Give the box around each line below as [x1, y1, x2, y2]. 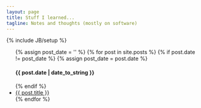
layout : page [6, 8, 40, 15]
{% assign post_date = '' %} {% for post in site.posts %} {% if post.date [15, 49, 196, 56]
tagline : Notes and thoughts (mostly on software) [6, 20, 138, 26]
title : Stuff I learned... [6, 15, 75, 21]
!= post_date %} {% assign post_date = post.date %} [15, 55, 148, 62]
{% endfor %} [15, 95, 51, 103]
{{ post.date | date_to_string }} [15, 69, 95, 76]
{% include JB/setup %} [6, 37, 67, 44]
